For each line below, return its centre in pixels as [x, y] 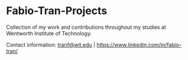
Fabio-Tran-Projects [57, 11]
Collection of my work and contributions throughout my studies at [86, 27]
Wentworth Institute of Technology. [49, 33]
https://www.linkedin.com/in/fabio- [139, 45]
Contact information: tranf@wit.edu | [51, 45]
